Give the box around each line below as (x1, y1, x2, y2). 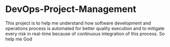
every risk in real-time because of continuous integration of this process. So (5, 30, 165, 36)
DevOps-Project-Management (5, 3, 136, 15)
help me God (5, 36, 33, 42)
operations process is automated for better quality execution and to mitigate (5, 25, 164, 31)
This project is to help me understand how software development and (5, 20, 151, 26)
